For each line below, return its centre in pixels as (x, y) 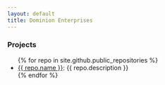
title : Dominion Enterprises (50, 20)
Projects (22, 45)
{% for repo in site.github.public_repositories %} (88, 60)
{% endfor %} (38, 75)
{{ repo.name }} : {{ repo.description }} (73, 67)
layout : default (31, 14)
